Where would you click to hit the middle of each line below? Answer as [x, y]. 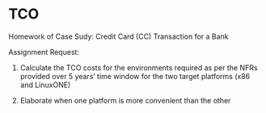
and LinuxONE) [45, 85]
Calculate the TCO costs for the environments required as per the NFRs [139, 67]
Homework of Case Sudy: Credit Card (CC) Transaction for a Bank [118, 36]
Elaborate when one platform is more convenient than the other [125, 100]
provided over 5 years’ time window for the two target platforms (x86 [135, 76]
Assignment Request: [44, 52]
